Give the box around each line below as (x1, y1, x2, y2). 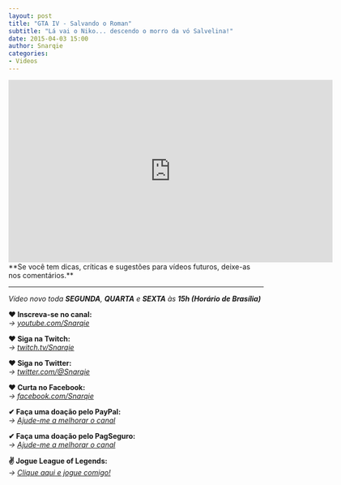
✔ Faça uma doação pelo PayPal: (8, 406, 121, 416)
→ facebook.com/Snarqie (8, 391, 95, 401)
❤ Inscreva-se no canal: (8, 309, 92, 319)
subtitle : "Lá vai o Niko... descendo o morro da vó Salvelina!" (8, 27, 233, 35)
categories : (8, 49, 49, 58)
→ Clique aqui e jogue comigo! (8, 467, 111, 477)
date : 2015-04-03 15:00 (8, 34, 89, 43)
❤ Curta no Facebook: (8, 382, 86, 392)
